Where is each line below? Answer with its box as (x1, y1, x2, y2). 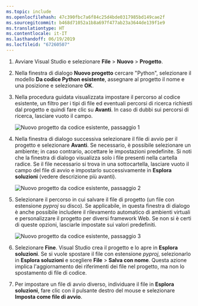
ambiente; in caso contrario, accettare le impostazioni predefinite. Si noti (14, 147, 192, 154)
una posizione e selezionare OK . (14, 82, 94, 89)
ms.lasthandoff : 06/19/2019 (6, 36, 76, 42)
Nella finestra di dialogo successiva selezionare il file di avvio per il (14, 135, 178, 142)
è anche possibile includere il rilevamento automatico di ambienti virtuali (14, 208, 191, 215)
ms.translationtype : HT (6, 25, 65, 31)
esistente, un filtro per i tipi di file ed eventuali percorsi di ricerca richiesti (14, 99, 193, 107)
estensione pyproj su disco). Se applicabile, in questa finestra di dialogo (14, 202, 190, 209)
